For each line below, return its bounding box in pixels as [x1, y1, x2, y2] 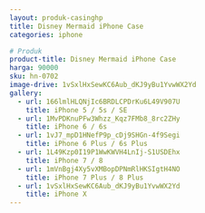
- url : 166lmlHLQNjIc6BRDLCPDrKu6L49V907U [17, 97, 181, 106]
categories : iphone [9, 30, 83, 39]
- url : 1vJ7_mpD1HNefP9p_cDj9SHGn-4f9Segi [17, 131, 181, 140]
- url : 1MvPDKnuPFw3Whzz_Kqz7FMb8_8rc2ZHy [17, 114, 181, 123]
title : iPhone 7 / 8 [25, 156, 103, 165]
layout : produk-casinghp [9, 13, 103, 23]
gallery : [9, 88, 43, 98]
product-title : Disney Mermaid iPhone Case [9, 55, 177, 64]
